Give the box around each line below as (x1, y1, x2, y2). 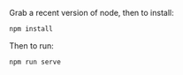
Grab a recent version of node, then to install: (9, 8, 174, 18)
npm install (9, 25, 53, 34)
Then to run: (9, 40, 55, 51)
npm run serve (9, 57, 62, 66)
